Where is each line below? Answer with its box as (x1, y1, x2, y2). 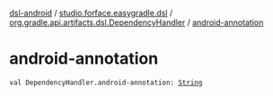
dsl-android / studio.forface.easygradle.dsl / (9, 8, 173, 18)
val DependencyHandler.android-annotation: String (9, 78, 203, 87)
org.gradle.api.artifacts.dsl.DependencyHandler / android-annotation (9, 17, 264, 28)
